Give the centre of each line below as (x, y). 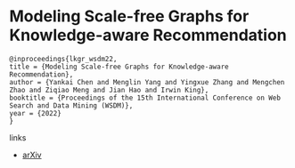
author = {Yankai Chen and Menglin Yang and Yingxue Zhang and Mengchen (147, 82)
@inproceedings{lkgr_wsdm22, (63, 59)
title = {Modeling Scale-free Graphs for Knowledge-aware (119, 67)
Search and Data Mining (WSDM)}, (71, 105)
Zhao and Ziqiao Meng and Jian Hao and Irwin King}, (109, 90)
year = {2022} (36, 113)
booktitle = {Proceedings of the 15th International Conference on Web (145, 98)
